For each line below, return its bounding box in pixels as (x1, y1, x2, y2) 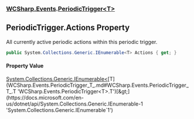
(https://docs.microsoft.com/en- (6, 94, 84, 101)
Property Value (6, 62, 44, 69)
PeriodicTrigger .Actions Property (6, 23, 130, 33)
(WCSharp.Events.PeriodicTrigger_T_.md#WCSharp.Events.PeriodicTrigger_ (6, 81, 189, 89)
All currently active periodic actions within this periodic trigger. (6, 38, 158, 45)
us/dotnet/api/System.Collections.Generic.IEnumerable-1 (6, 100, 144, 107)
